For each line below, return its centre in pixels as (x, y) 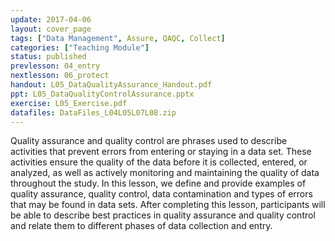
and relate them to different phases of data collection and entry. (141, 226)
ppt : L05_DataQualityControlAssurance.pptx (102, 94)
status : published (48, 57)
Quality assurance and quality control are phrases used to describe (149, 141)
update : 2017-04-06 (51, 19)
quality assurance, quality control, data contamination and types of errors (161, 194)
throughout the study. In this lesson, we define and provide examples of (158, 183)
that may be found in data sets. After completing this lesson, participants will (168, 205)
